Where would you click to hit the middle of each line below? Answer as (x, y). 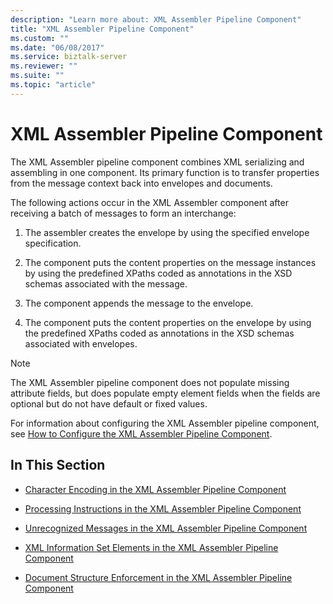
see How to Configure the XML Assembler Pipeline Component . (141, 433)
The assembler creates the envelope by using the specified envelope (167, 232)
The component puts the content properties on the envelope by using (168, 322)
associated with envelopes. (81, 343)
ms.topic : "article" (53, 85)
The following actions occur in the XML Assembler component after (149, 202)
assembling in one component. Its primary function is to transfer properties (165, 172)
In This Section (58, 465)
